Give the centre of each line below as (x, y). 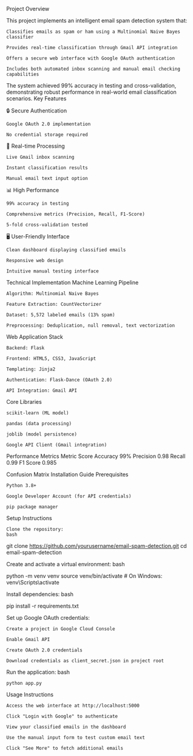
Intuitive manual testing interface (52, 271)
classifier (20, 37)
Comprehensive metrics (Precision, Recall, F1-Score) (76, 214)
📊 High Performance (33, 190)
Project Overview (28, 9)
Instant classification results (47, 168)
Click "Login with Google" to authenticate (62, 716)
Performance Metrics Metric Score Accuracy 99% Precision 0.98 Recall (96, 456)
